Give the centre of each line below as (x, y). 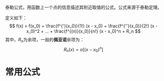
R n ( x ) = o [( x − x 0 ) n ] (83, 49)
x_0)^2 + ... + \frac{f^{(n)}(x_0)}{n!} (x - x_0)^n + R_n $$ (83, 31)
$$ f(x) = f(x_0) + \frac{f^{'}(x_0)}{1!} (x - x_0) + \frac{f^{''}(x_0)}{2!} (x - (83, 26)
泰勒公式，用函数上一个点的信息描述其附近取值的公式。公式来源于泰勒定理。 (83, 7)
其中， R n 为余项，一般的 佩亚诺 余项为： (45, 40)
